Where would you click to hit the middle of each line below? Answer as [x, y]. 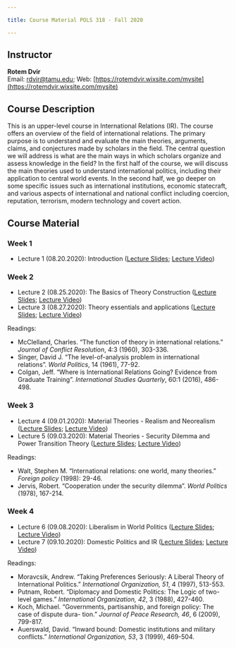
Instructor [30, 55]
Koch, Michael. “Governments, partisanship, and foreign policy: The [116, 606]
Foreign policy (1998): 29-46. [60, 478]
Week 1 [20, 243]
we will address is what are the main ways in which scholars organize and [114, 156]
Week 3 [20, 405]
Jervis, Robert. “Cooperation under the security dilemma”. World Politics [122, 486]
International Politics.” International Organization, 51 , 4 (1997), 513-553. [121, 584]
